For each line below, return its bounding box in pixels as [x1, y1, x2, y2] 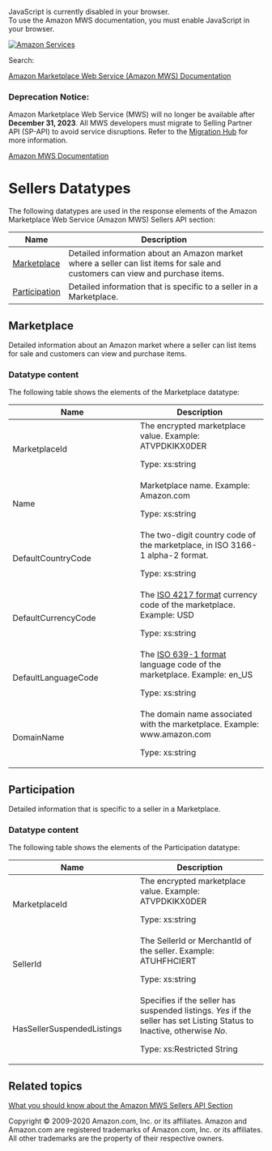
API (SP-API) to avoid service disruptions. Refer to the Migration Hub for [8, 127, 249, 137]
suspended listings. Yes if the [140, 1005, 252, 1017]
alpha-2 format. [147, 550, 209, 561]
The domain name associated [140, 708, 253, 720]
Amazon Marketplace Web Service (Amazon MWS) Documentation [8, 71, 232, 80]
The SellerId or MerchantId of [140, 935, 253, 946]
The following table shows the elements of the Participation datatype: [8, 843, 240, 852]
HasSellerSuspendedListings [12, 1023, 122, 1034]
